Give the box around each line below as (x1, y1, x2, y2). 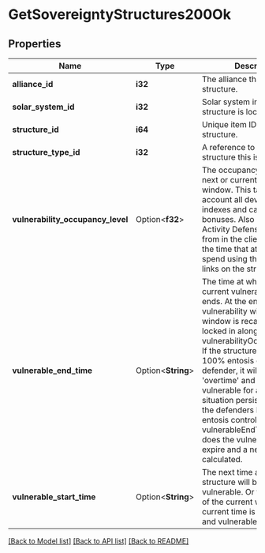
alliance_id (12, 79, 54, 89)
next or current (202, 175, 258, 185)
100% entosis (202, 355, 255, 366)
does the (202, 434, 235, 445)
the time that (202, 243, 248, 254)
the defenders (202, 404, 255, 416)
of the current (202, 496, 253, 507)
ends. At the (202, 296, 247, 307)
